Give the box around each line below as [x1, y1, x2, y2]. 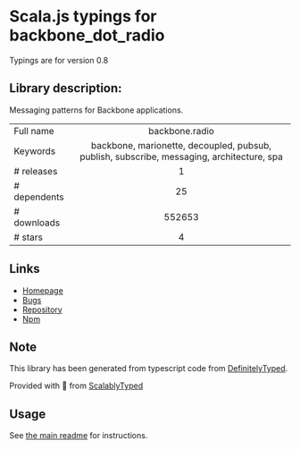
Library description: [9, 80, 122, 96]
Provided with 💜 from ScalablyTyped [9, 380, 144, 391]
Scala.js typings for [9, 6, 157, 27]
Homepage [21, 284, 64, 296]
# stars [13, 231, 43, 243]
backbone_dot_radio [9, 25, 165, 46]
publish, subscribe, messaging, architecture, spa [79, 150, 283, 163]
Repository [21, 304, 62, 315]
